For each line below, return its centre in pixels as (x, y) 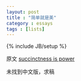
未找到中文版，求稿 (30, 72)
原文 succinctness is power (40, 59)
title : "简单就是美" (31, 18)
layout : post (23, 12)
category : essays (30, 23)
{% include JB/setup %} (37, 46)
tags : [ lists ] (26, 29)
